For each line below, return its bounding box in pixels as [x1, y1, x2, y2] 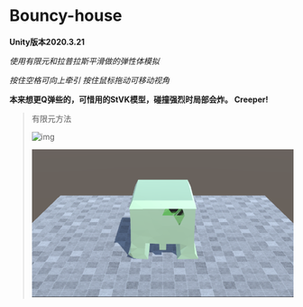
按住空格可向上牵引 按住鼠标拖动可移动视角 [9, 74, 170, 86]
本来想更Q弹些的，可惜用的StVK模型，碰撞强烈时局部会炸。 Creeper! [9, 94, 269, 105]
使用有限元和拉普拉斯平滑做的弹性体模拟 [9, 55, 160, 66]
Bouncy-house [9, 5, 123, 26]
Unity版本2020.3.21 [9, 36, 86, 47]
